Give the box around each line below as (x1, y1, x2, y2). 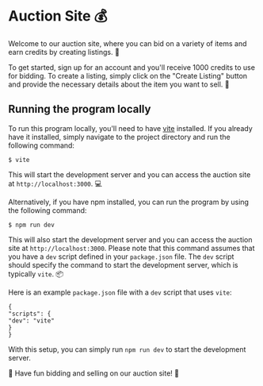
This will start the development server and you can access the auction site (8, 169, 251, 179)
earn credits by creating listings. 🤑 (8, 47, 120, 56)
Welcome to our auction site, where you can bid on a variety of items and (8, 38, 247, 48)
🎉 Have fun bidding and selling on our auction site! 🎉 (8, 368, 180, 378)
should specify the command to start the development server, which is (8, 260, 238, 269)
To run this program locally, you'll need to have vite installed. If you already (8, 123, 253, 133)
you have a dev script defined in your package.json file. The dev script (8, 252, 234, 261)
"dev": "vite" (8, 316, 55, 325)
